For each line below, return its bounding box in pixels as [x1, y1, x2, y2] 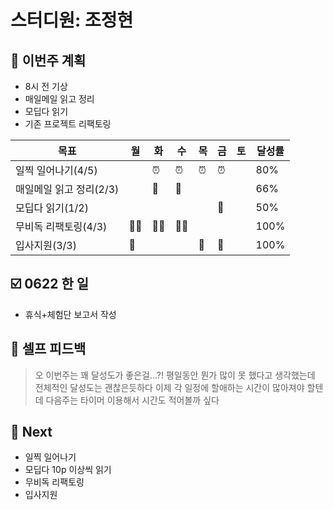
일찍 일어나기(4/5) [15, 164, 98, 177]
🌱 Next [10, 424, 53, 441]
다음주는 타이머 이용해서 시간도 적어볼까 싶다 [45, 394, 220, 406]
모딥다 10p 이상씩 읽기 [24, 464, 112, 476]
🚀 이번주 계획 [10, 52, 87, 69]
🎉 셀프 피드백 [10, 341, 87, 358]
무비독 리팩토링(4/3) [15, 220, 108, 233]
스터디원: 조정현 [10, 9, 134, 32]
